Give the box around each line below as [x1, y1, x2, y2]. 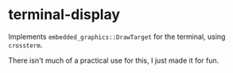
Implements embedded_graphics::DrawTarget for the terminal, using [8, 32, 226, 41]
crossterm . [8, 40, 43, 49]
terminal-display [8, 6, 121, 24]
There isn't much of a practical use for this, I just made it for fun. [8, 56, 219, 65]
